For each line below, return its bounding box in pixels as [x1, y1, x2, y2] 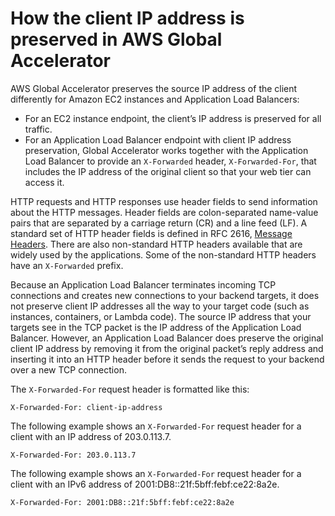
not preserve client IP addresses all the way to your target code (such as [10, 300, 310, 312]
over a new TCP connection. [10, 363, 127, 376]
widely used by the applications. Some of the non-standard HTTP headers [10, 248, 317, 261]
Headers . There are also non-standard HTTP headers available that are [10, 238, 303, 250]
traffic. [24, 123, 53, 135]
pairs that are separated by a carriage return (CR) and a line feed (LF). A [10, 217, 308, 229]
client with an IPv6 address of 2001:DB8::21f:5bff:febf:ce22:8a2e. [10, 478, 280, 490]
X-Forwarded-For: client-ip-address [10, 402, 163, 412]
